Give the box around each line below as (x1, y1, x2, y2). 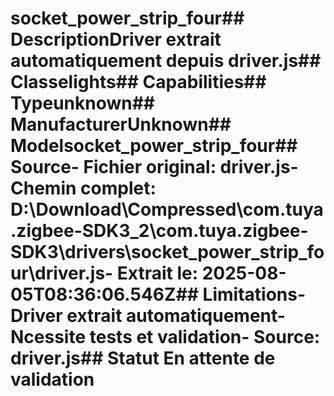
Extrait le (116, 262, 193, 285)
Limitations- (202, 283, 307, 306)
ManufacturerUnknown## (10, 113, 232, 136)
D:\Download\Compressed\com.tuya (10, 198, 324, 221)
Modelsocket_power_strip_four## (10, 135, 298, 157)
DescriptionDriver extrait (10, 28, 222, 51)
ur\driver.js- (10, 262, 114, 285)
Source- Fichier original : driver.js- (10, 156, 299, 179)
